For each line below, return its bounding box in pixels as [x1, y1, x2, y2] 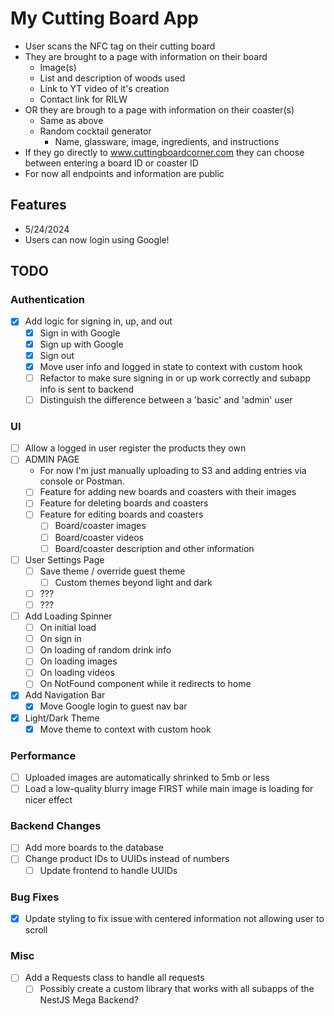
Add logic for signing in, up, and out [24, 315, 173, 327]
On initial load [39, 622, 97, 634]
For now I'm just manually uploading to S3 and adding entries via [39, 465, 307, 477]
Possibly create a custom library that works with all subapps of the [39, 983, 315, 995]
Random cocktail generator [39, 125, 152, 137]
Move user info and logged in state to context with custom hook [39, 360, 303, 372]
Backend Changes [10, 819, 102, 833]
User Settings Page [24, 553, 105, 566]
